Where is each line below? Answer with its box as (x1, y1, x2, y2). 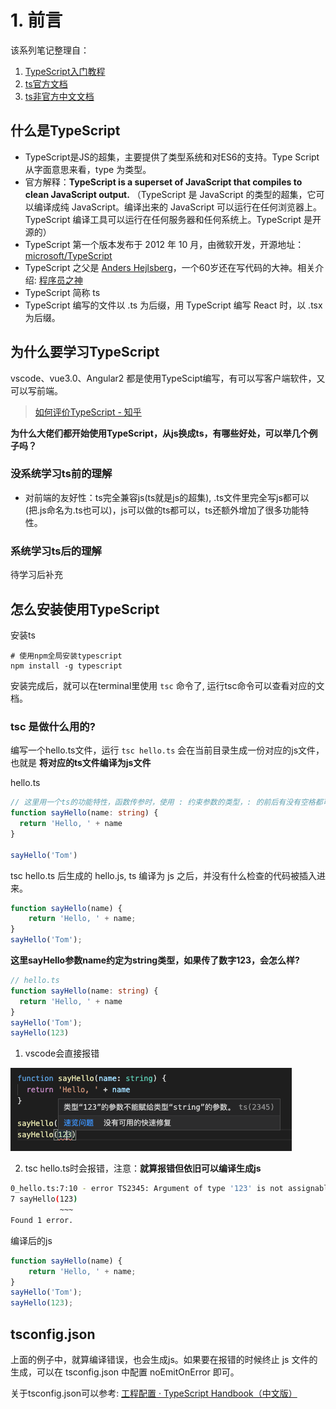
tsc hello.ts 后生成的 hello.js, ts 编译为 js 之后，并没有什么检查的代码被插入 (10, 869, 317, 881)
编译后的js (10, 1234, 53, 1246)
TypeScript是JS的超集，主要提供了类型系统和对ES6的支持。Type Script (24, 151, 320, 163)
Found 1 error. (10, 1215, 74, 1225)
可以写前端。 (10, 384, 63, 396)
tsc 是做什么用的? (10, 719, 96, 733)
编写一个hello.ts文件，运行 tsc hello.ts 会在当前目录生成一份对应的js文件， (10, 744, 325, 756)
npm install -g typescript (10, 661, 123, 671)
